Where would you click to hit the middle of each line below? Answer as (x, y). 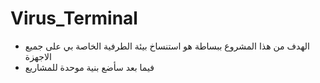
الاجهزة (38, 56)
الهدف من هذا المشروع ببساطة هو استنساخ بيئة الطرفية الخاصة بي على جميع (167, 46)
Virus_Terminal (74, 18)
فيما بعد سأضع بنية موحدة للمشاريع (89, 67)
